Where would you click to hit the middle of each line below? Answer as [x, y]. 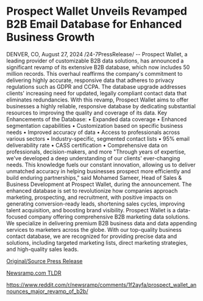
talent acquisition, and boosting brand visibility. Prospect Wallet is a [91, 210]
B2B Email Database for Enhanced [94, 24]
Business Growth [51, 37]
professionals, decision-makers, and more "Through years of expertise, [96, 152]
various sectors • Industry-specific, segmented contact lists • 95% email [98, 138]
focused [17, 217]
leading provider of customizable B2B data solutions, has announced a [95, 61]
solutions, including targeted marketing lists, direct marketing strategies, [97, 242]
